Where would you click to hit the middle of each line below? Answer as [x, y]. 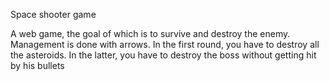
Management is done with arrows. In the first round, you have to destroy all [165, 44]
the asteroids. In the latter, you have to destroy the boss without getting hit [163, 55]
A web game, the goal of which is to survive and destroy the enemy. [150, 33]
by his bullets [37, 65]
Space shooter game [53, 14]
